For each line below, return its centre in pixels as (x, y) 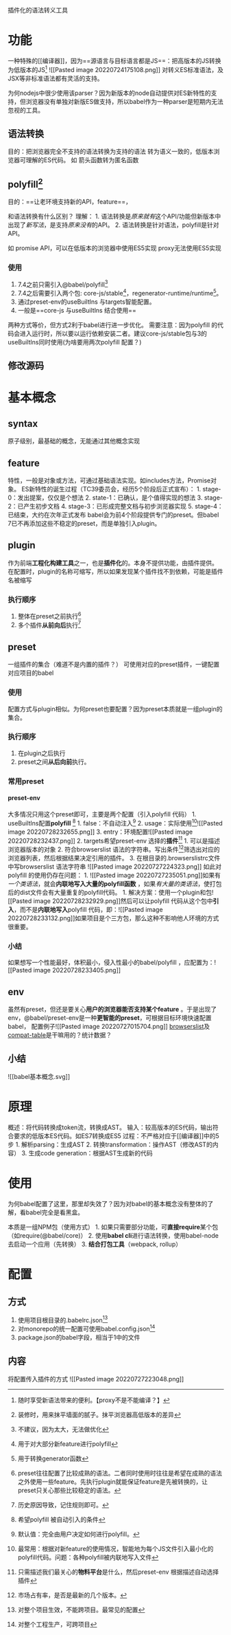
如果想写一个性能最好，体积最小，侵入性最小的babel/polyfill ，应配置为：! (112, 963)
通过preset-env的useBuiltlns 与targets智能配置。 (86, 302)
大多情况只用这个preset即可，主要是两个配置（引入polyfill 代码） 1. (102, 814)
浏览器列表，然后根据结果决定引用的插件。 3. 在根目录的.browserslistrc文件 (114, 858)
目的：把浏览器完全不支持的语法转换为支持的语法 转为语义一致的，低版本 (111, 152)
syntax (23, 424)
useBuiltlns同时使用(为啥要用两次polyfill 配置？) (75, 342)
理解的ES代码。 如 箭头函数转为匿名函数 (82, 160)
